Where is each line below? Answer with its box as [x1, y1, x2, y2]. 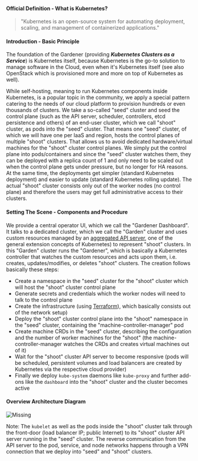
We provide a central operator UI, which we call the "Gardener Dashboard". [6, 221, 189, 228]
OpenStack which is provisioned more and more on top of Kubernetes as [6, 70, 183, 77]
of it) [14, 346, 27, 354]
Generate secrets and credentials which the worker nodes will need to [14, 290, 186, 297]
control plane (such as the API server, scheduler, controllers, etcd [6, 113, 165, 120]
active [14, 384, 30, 392]
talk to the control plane [14, 296, 73, 303]
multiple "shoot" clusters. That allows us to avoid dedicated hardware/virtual [6, 138, 193, 145]
